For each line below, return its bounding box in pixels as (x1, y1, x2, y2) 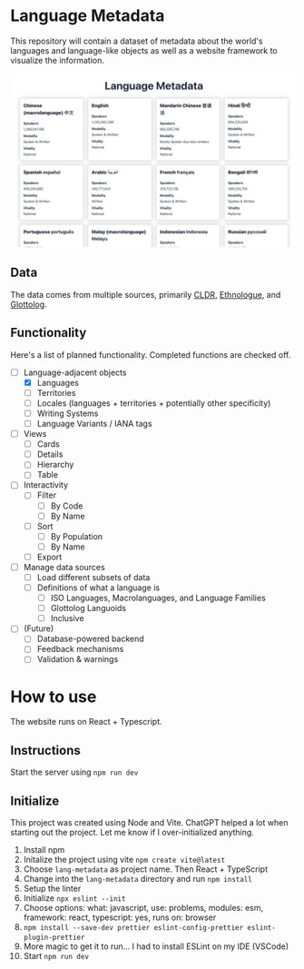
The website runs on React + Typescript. (10, 717, 162, 727)
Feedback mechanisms (36, 644, 124, 655)
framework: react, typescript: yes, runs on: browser (23, 912, 217, 923)
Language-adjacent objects (23, 367, 127, 378)
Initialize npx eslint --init (23, 893, 126, 904)
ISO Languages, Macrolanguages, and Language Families (50, 592, 266, 604)
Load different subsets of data (36, 571, 151, 582)
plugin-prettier (23, 933, 85, 943)
